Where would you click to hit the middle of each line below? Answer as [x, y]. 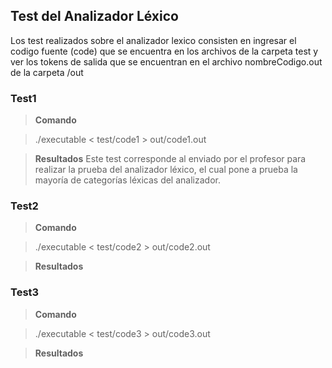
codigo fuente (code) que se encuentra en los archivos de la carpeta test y [164, 51]
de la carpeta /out [47, 72]
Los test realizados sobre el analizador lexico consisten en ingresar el [153, 40]
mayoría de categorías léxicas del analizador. [127, 180]
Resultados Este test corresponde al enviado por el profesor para [170, 159]
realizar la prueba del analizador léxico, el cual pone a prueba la [166, 170]
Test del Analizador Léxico [94, 16]
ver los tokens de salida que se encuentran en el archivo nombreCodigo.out [166, 61]
